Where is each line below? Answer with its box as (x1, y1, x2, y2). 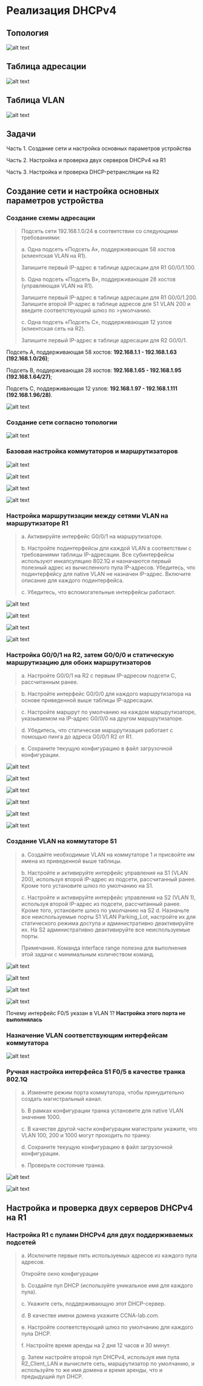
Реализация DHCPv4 (6, 4, 117, 18)
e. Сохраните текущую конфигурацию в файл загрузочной (21, 745, 173, 752)
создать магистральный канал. (21, 1095, 102, 1103)
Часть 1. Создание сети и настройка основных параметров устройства (6, 145, 191, 152)
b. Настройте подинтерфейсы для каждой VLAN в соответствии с (21, 544, 192, 552)
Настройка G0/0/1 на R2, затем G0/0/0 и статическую (6, 651, 175, 659)
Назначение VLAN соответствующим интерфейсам (6, 1031, 168, 1039)
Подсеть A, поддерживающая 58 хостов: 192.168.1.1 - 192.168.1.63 (6, 348, 177, 356)
